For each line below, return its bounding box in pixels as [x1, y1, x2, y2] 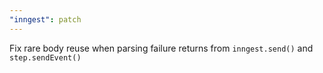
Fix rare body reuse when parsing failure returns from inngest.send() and [9, 42, 314, 54]
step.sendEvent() [9, 52, 82, 63]
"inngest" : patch [9, 14, 82, 25]
